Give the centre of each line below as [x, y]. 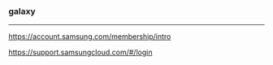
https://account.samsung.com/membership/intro [90, 37]
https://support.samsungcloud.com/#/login [80, 52]
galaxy [22, 11]
